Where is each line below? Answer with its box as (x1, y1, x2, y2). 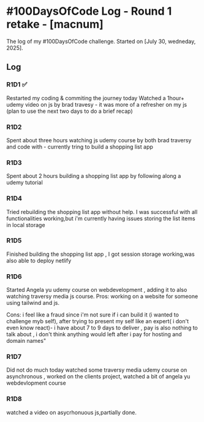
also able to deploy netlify (6, 256, 72, 264)
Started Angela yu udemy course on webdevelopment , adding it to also (6, 286, 187, 294)
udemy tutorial (6, 179, 43, 186)
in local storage (6, 221, 45, 228)
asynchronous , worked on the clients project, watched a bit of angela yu (6, 373, 191, 380)
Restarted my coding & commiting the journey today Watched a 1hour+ (6, 94, 185, 102)
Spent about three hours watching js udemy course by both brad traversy (6, 136, 192, 144)
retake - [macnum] (6, 17, 104, 31)
